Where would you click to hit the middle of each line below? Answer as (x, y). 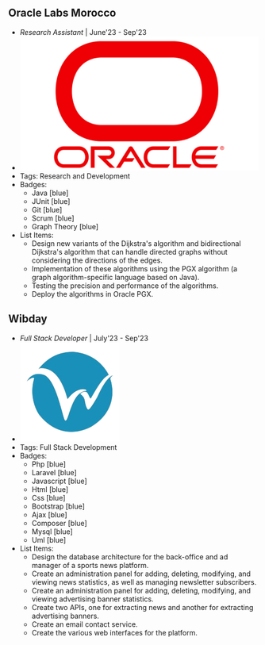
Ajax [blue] (49, 514)
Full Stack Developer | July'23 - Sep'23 (84, 338)
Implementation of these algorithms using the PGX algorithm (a (134, 268)
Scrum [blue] (53, 218)
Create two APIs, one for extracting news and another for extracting (142, 607)
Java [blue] (50, 193)
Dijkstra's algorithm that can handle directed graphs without (129, 251)
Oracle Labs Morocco (62, 13)
